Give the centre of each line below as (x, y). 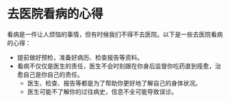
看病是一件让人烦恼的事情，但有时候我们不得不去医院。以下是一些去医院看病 (115, 34)
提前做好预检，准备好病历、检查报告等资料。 (80, 57)
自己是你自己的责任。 (53, 74)
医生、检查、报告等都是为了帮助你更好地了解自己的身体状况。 (114, 83)
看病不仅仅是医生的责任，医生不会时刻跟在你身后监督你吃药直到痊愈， (116, 66)
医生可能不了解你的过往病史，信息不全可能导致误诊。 (102, 91)
